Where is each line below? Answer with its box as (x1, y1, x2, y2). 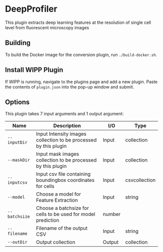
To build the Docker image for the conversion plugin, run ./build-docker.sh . (5, 52, 157, 57)
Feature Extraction (36, 197, 78, 204)
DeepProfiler (5, 3, 57, 15)
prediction (36, 217, 60, 224)
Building (5, 39, 31, 47)
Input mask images (36, 151, 79, 158)
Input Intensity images (36, 130, 87, 137)
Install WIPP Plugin (5, 66, 64, 74)
